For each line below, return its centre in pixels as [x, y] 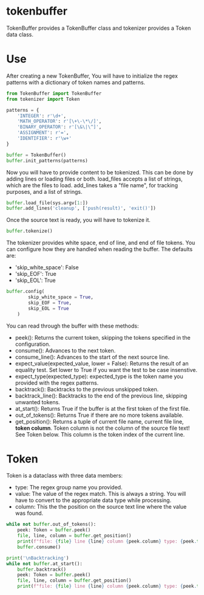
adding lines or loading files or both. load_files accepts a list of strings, [95, 179]
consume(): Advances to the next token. [65, 350]
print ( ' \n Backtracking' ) [38, 558]
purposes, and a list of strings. [44, 191]
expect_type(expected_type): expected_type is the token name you [99, 376]
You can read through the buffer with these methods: [73, 326]
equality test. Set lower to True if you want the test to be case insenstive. [106, 370]
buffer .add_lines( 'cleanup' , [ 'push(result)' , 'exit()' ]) [81, 208]
